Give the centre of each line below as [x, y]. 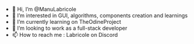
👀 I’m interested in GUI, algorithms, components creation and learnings [100, 15]
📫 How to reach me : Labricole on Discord [65, 35]
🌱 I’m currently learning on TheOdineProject [67, 22]
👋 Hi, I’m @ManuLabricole [44, 9]
